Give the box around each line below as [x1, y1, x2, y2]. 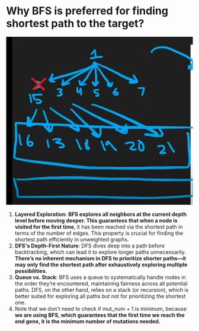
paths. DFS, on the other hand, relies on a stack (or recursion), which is [14, 286, 189, 293]
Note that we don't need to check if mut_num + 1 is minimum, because [14, 305, 187, 312]
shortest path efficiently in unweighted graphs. [14, 235, 129, 243]
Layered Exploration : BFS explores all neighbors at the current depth [14, 211, 187, 218]
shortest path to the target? [6, 17, 145, 30]
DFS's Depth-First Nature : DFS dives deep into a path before [14, 242, 165, 249]
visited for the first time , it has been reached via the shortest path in [14, 223, 183, 230]
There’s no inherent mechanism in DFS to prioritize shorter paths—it [14, 254, 187, 262]
